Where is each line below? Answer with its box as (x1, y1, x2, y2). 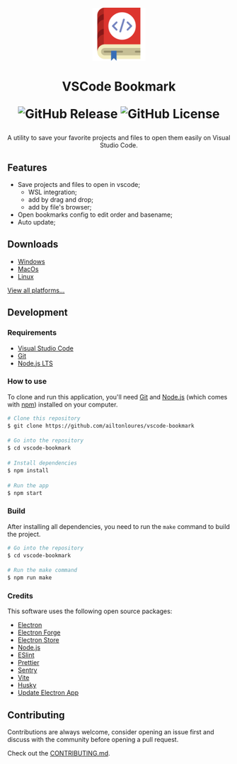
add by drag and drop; (28, 195, 94, 204)
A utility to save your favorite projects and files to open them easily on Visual (7, 134, 231, 142)
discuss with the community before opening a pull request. (7, 736, 179, 744)
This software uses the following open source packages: (7, 607, 173, 615)
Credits (7, 591, 33, 601)
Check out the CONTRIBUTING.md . (7, 749, 111, 758)
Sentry (17, 666, 37, 675)
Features (7, 161, 47, 173)
